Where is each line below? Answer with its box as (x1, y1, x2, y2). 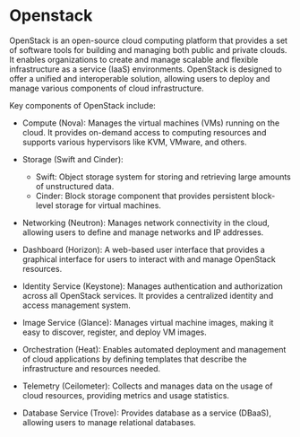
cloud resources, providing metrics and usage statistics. (21, 389, 230, 400)
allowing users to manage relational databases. (21, 416, 197, 427)
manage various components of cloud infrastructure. (9, 83, 204, 93)
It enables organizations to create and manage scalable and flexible (9, 54, 259, 65)
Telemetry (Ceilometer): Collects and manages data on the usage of (21, 380, 273, 391)
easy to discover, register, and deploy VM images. (21, 327, 208, 337)
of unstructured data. (35, 180, 115, 191)
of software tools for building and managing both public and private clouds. (9, 44, 287, 55)
